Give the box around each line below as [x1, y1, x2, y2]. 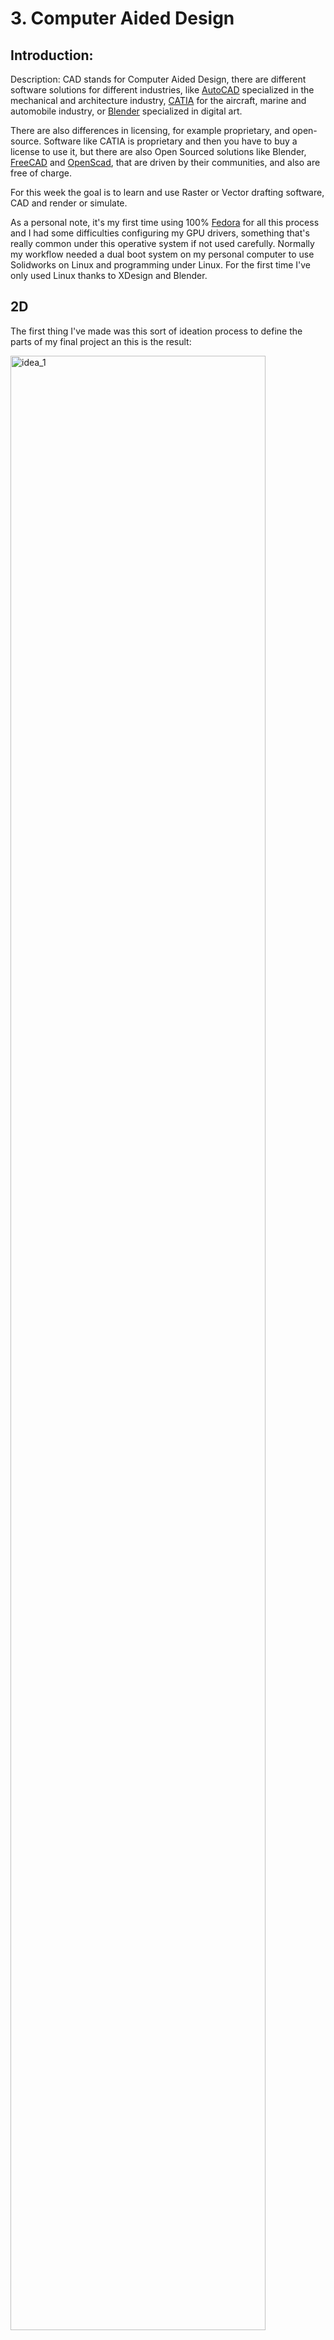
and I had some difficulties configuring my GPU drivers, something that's [10, 227, 310, 239]
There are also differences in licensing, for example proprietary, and [10, 125, 291, 136]
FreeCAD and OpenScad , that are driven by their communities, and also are [10, 157, 321, 168]
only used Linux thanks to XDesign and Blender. [10, 270, 208, 281]
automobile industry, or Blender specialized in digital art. [10, 105, 243, 117]
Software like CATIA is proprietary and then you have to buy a [43, 135, 298, 147]
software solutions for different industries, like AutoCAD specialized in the [10, 84, 315, 96]
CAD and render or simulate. [10, 197, 128, 209]
